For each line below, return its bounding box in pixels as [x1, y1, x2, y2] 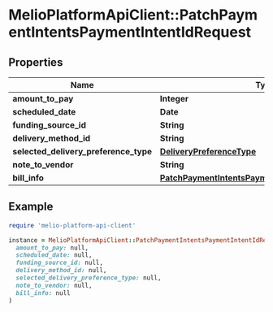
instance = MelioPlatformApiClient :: [8, 236, 136, 245]
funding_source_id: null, [15, 258, 104, 267]
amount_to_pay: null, [15, 244, 89, 252]
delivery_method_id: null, [15, 266, 107, 275]
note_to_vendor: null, [15, 281, 93, 289]
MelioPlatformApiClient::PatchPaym [8, 6, 258, 24]
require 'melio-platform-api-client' [8, 221, 136, 229]
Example [8, 200, 54, 214]
